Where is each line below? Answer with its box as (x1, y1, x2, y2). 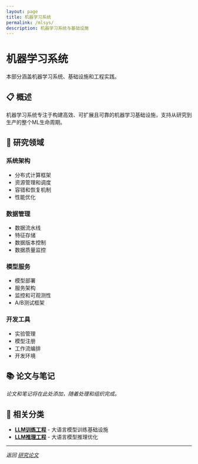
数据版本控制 (14, 238, 46, 246)
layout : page (6, 8, 38, 15)
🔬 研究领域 (6, 138, 44, 148)
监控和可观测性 (14, 292, 51, 299)
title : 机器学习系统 (6, 14, 51, 20)
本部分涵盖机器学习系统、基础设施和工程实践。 (6, 73, 120, 80)
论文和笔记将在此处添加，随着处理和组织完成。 (6, 390, 120, 397)
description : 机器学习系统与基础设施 (6, 25, 89, 31)
